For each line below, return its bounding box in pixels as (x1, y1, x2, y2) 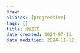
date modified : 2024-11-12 (6, 37, 75, 43)
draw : (6, 9, 20, 15)
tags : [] (6, 20, 28, 26)
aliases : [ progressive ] (6, 15, 67, 21)
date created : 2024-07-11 (6, 32, 72, 38)
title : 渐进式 (6, 26, 39, 32)
